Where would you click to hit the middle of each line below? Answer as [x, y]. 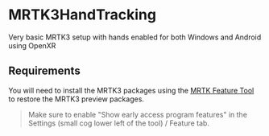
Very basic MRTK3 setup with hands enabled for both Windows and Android [135, 37]
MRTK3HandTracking [83, 15]
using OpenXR [32, 45]
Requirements [44, 71]
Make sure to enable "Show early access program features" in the [138, 114]
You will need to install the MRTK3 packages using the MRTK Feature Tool [131, 90]
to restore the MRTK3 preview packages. [77, 99]
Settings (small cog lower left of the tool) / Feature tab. [118, 123]
